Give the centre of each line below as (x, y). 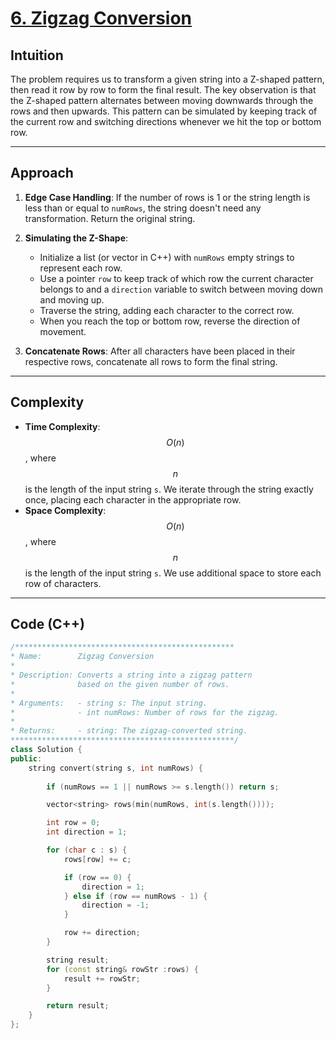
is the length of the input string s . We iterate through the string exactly (169, 489)
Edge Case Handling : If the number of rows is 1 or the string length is (167, 197)
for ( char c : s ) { (87, 850)
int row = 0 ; (73, 823)
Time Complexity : (62, 426)
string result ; (78, 960)
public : (26, 758)
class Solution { (46, 750)
